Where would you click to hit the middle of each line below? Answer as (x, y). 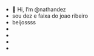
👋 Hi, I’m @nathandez (39, 9)
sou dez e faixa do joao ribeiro (50, 16)
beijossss (24, 22)
